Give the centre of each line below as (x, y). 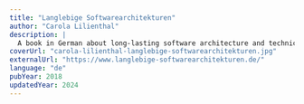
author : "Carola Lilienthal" (64, 26)
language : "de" (38, 69)
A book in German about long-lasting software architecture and (141, 43)
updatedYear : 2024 (44, 85)
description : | (38, 34)
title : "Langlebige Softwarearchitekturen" (93, 18)
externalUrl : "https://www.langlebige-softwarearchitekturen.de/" (137, 60)
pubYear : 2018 (36, 77)
